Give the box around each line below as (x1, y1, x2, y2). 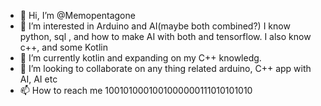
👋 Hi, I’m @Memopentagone (19, 10, 136, 21)
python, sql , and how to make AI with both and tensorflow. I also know (19, 31, 312, 42)
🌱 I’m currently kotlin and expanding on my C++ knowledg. (19, 52, 262, 64)
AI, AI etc (19, 73, 58, 85)
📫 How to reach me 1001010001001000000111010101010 (19, 85, 253, 96)
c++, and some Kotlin (19, 41, 108, 53)
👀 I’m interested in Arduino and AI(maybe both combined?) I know (19, 20, 291, 32)
